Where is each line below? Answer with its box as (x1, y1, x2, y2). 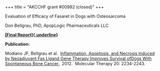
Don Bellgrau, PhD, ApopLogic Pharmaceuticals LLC (5, 23, 109, 28)
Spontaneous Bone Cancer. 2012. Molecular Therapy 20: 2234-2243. (5, 61, 145, 66)
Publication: (5, 41, 30, 47)
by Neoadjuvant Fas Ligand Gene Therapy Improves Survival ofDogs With (5, 56, 152, 61)
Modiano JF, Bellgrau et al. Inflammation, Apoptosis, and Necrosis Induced (5, 50, 155, 56)
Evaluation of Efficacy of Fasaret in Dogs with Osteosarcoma (5, 13, 126, 19)
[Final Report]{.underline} (5, 32, 58, 37)
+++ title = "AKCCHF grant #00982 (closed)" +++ (5, 4, 104, 10)
